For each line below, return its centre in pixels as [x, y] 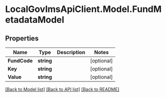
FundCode [20, 61]
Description [71, 52]
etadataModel [35, 20]
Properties [22, 38]
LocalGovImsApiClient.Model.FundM [83, 9]
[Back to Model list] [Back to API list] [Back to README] [62, 89]
